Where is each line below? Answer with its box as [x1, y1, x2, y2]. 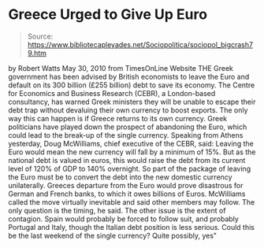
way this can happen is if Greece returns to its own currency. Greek [8, 113, 228, 123]
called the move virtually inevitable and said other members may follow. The [8, 197, 255, 206]
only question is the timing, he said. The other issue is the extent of [8, 205, 226, 215]
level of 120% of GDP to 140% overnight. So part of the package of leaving [8, 164, 251, 173]
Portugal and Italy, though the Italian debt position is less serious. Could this [8, 222, 255, 231]
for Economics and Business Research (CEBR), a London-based [8, 88, 216, 98]
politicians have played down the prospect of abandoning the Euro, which [8, 122, 247, 131]
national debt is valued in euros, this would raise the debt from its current [8, 155, 246, 165]
